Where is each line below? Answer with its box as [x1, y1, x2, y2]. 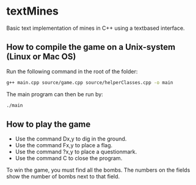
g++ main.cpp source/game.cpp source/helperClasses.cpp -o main [6, 79, 173, 86]
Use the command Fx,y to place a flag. [15, 142, 113, 149]
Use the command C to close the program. [15, 155, 123, 162]
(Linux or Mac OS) [6, 52, 76, 62]
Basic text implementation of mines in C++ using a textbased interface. [6, 24, 185, 32]
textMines [6, 4, 59, 18]
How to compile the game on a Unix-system [6, 42, 176, 52]
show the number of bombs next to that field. [6, 173, 120, 180]
